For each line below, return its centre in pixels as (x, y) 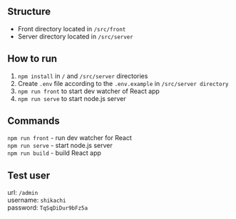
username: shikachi (37, 200)
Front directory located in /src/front (72, 28)
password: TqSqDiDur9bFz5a (47, 208)
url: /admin (23, 193)
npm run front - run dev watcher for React (70, 138)
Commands (34, 121)
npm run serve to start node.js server (72, 98)
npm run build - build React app (55, 153)
